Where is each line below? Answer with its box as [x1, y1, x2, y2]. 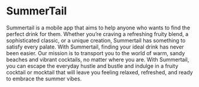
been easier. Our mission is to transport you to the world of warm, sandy [6, 49, 185, 56]
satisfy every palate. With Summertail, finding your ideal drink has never [6, 43, 185, 50]
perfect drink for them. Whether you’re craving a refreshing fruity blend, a [6, 30, 189, 37]
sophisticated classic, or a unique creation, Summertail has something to [6, 37, 186, 44]
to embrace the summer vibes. [6, 75, 82, 82]
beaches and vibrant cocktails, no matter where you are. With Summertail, [6, 56, 189, 63]
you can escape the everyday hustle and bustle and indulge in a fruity [6, 62, 179, 70]
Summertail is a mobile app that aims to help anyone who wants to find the [6, 24, 191, 31]
